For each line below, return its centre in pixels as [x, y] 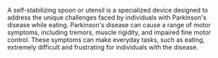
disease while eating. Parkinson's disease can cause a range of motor [109, 25]
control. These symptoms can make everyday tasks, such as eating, [106, 40]
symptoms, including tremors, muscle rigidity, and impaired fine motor [109, 32]
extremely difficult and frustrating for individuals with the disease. [103, 47]
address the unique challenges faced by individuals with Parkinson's [107, 17]
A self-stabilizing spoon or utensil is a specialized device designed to [108, 10]
